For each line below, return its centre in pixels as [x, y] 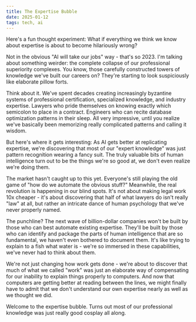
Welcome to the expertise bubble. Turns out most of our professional [89, 307]
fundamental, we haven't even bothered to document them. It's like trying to [98, 240]
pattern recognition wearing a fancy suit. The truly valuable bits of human [95, 155]
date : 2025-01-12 [27, 17]
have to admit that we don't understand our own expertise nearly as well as [97, 289]
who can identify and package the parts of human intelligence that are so [94, 234]
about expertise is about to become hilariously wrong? [72, 45]
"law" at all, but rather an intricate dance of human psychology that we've [95, 204]
